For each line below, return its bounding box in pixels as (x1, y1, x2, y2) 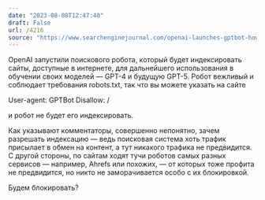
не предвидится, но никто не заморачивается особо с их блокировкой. (8, 168, 250, 177)
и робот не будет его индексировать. (8, 111, 134, 120)
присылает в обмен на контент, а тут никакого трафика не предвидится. (8, 143, 252, 152)
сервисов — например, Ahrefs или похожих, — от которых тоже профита (8, 159, 255, 169)
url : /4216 (8, 26, 44, 34)
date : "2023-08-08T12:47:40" (8, 11, 104, 20)
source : (8, 33, 34, 42)
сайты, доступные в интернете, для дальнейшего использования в (8, 64, 234, 73)
